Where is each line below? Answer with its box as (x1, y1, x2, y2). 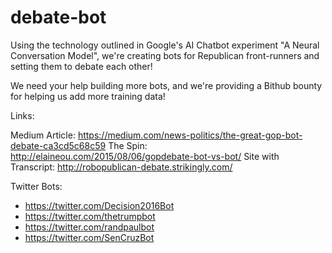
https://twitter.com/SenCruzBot (24, 231, 155, 243)
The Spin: (108, 139, 148, 151)
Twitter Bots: (10, 180, 63, 192)
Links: (10, 109, 35, 121)
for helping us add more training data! (10, 90, 166, 102)
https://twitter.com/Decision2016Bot (24, 199, 175, 211)
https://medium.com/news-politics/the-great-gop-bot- (77, 129, 303, 141)
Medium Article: (10, 129, 76, 141)
